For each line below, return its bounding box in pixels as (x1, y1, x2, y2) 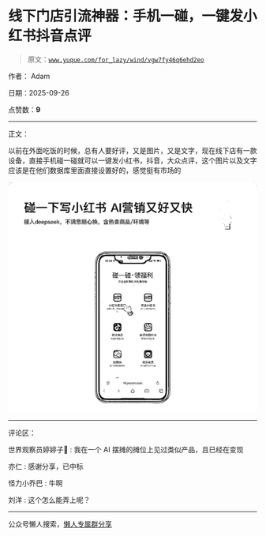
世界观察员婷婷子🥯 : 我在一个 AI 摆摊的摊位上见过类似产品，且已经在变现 (8, 445, 244, 455)
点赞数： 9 (8, 104, 41, 114)
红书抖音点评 (8, 27, 92, 45)
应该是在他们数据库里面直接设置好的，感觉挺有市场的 (8, 165, 182, 174)
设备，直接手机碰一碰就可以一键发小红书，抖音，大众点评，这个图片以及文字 (8, 156, 257, 165)
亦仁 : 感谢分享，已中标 (8, 462, 84, 471)
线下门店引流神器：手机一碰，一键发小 (8, 7, 258, 25)
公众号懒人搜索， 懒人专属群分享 (8, 519, 112, 529)
